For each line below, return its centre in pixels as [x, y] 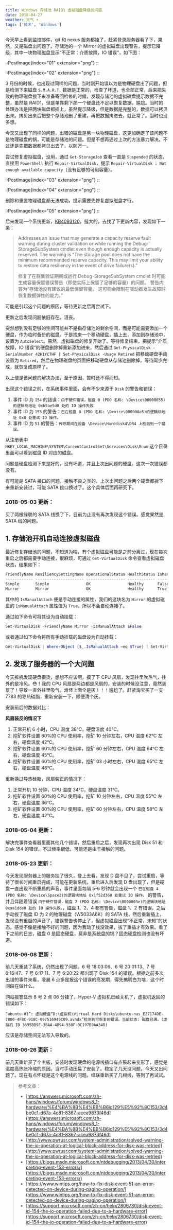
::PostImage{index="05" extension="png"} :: [53, 211]
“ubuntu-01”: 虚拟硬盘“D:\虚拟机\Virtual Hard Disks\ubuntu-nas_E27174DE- [84, 1014]
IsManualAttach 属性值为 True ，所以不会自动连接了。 [71, 606]
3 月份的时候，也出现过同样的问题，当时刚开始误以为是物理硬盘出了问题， [84, 83]
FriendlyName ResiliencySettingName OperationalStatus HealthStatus [80, 574]
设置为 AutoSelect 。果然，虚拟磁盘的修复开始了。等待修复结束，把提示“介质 [86, 341]
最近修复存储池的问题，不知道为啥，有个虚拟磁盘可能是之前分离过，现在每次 [86, 552]
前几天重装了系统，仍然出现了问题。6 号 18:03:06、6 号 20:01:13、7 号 [80, 967]
